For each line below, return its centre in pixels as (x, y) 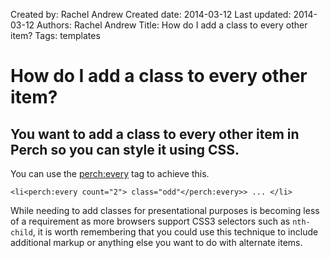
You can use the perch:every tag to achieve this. (110, 173)
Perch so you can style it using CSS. (125, 149)
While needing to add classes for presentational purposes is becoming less (165, 210)
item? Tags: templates (55, 35)
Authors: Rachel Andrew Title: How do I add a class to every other (172, 25)
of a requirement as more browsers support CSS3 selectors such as (150, 221)
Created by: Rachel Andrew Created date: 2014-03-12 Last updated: (151, 14)
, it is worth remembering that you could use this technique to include (175, 232)
